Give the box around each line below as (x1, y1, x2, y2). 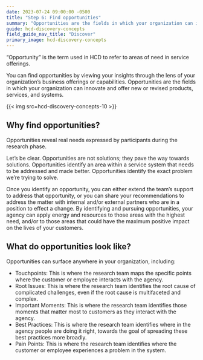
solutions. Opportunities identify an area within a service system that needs (6, 161, 195, 168)
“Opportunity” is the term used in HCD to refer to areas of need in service (6, 54, 189, 61)
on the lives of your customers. (6, 224, 84, 231)
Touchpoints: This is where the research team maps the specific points (14, 269, 192, 277)
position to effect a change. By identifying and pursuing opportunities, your (6, 205, 193, 212)
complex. (14, 295, 38, 303)
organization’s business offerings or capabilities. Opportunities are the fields (6, 78, 196, 85)
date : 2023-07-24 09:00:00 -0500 (6, 8, 91, 15)
